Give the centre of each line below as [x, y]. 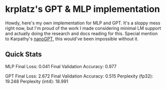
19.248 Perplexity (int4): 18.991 [37, 81]
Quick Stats [24, 54]
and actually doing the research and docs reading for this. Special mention [82, 33]
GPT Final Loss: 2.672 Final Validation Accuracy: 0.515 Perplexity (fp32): [79, 76]
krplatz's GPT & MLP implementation [83, 9]
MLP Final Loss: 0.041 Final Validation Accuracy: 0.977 [61, 66]
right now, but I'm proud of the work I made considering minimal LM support [83, 28]
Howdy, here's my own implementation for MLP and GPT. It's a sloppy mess [83, 23]
